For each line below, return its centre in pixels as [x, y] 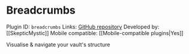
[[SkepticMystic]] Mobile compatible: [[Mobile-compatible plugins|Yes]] [95, 33]
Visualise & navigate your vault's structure [58, 45]
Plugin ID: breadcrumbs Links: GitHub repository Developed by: [83, 27]
